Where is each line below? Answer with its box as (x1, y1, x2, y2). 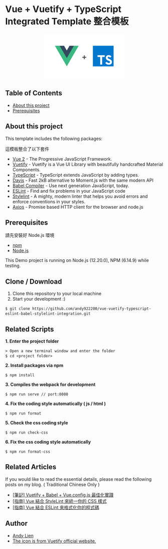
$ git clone (5, 306, 30, 312)
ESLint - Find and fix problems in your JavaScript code (12, 188, 126, 194)
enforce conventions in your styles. (12, 198, 86, 204)
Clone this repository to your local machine (12, 291, 102, 297)
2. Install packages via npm (5, 362, 64, 368)
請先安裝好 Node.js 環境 (5, 232, 55, 238)
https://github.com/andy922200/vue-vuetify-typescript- (32, 306, 151, 312)
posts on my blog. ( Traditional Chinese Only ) (5, 481, 100, 487)
